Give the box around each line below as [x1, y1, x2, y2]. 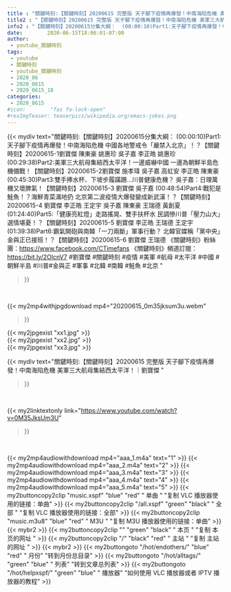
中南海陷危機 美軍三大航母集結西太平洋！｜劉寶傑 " [19, 366, 164, 374]
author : [7, 36, 30, 43]
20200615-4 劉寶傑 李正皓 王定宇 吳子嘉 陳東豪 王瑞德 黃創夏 [7, 201, 181, 209]
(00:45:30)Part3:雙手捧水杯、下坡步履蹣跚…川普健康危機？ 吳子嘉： [7, 175, 201, 183]
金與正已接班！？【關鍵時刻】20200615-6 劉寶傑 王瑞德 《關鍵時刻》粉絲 [7, 235, 217, 244]
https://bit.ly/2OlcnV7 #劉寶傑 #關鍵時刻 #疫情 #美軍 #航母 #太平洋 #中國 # [7, 253, 220, 261]
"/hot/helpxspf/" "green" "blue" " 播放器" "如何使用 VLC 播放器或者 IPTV [7, 569, 212, 577]
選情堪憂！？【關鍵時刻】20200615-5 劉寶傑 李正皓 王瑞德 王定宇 [7, 218, 194, 226]
